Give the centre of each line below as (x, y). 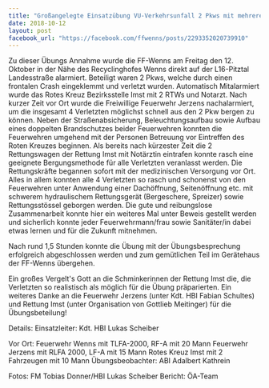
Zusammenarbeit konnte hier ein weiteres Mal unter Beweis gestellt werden (132, 214)
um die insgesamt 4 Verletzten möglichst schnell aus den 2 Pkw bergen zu (131, 112)
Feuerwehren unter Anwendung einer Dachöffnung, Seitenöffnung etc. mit (131, 188)
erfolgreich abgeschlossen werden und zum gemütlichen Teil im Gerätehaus (134, 255)
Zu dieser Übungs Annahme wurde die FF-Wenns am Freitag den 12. (121, 61)
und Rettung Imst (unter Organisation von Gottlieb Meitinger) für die (120, 304)
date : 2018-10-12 (37, 23)
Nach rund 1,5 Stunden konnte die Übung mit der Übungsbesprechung (124, 246)
